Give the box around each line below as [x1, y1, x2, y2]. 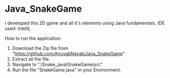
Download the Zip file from [12, 45, 68, 51]
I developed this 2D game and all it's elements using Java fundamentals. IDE [5, 20, 165, 26]
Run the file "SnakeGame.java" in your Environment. [12, 67, 122, 73]
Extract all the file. [12, 56, 50, 62]
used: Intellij [5, 25, 30, 31]
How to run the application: [5, 35, 62, 41]
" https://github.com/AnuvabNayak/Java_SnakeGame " [12, 50, 125, 57]
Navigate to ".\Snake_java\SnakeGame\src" [12, 61, 103, 67]
